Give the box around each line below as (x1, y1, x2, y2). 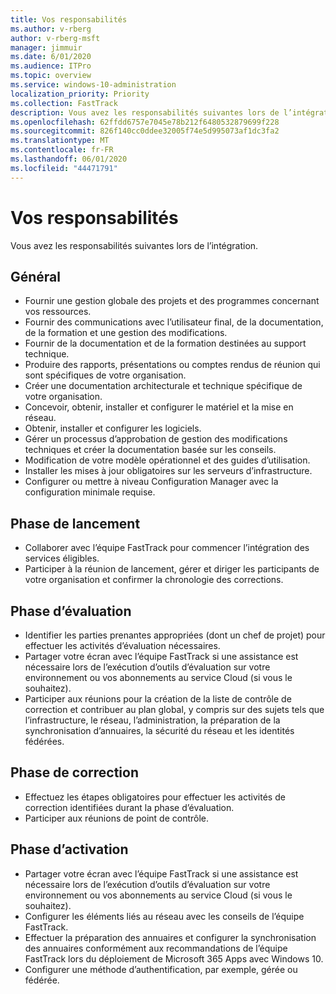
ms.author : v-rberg (10, 24, 92, 34)
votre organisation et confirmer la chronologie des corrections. (24, 574, 284, 586)
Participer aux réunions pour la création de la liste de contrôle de (24, 693, 292, 705)
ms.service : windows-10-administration (10, 80, 177, 90)
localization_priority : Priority (10, 89, 150, 99)
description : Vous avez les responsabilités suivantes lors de (10, 107, 280, 118)
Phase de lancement (10, 515, 141, 532)
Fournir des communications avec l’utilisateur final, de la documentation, (24, 316, 324, 328)
